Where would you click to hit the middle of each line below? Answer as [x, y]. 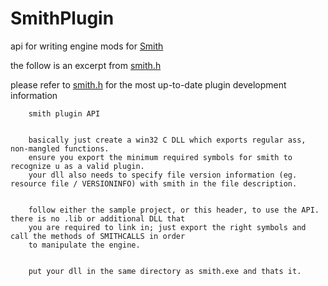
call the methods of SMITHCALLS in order [98, 236]
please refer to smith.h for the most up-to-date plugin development [148, 84]
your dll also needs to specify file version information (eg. [163, 175]
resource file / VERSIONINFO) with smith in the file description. [154, 183]
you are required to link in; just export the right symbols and [167, 227]
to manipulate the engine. [84, 245]
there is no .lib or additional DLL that [98, 218]
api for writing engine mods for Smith [87, 46]
